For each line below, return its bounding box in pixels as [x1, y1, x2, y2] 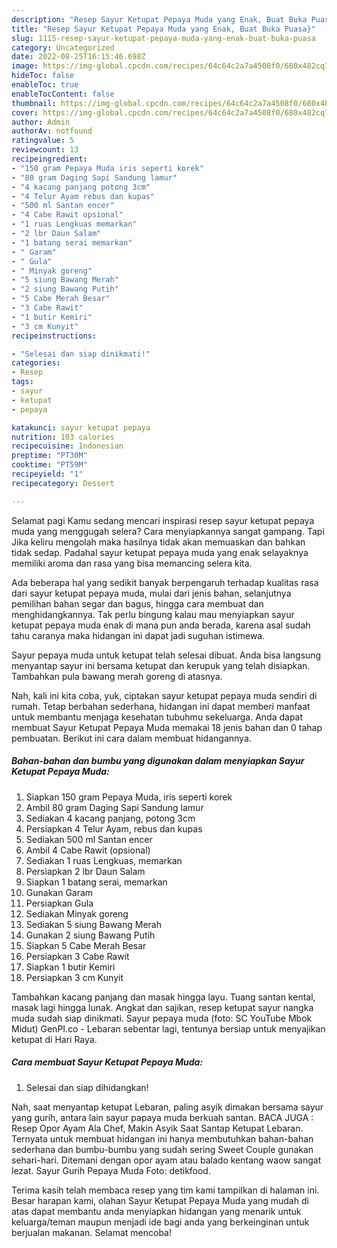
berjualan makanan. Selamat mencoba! [11, 1226, 172, 1238]
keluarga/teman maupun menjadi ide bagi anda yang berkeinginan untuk [11, 1216, 310, 1228]
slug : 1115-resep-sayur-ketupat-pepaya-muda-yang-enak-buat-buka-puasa [11, 33, 316, 43]
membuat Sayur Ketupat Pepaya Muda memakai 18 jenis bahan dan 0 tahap [11, 721, 323, 733]
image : [11, 61, 39, 71]
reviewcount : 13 [11, 145, 79, 155]
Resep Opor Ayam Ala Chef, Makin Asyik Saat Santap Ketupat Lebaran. [11, 1122, 304, 1134]
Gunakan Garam [25, 886, 94, 898]
